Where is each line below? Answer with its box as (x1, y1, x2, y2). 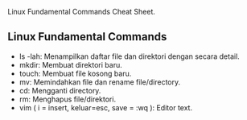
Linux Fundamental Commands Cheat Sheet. (7, 7, 156, 16)
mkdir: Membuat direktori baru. (19, 60, 122, 69)
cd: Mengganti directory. (19, 85, 101, 95)
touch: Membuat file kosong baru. (19, 68, 132, 78)
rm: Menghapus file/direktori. (19, 94, 117, 104)
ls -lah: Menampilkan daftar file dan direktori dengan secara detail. (19, 52, 241, 61)
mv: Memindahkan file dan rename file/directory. (19, 77, 181, 87)
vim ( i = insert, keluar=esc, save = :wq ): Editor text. (19, 102, 193, 112)
